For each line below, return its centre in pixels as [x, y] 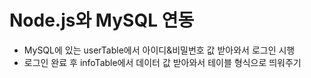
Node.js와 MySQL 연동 [102, 20]
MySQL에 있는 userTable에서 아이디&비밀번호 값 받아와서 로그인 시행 [159, 50]
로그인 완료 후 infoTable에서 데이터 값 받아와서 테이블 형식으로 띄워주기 [162, 62]
